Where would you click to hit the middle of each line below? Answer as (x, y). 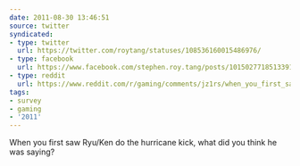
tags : (19, 92)
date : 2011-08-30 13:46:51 (59, 17)
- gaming (25, 109)
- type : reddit (37, 76)
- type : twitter (39, 42)
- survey (25, 100)
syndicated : (31, 34)
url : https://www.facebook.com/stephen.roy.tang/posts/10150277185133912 (157, 68)
